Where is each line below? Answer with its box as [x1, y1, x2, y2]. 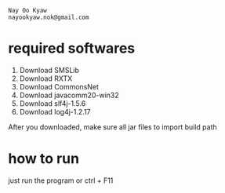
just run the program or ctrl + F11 [8, 176, 114, 185]
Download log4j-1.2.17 [19, 107, 92, 116]
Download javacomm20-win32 [19, 90, 119, 100]
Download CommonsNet [19, 82, 100, 91]
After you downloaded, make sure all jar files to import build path [8, 122, 217, 132]
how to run [8, 150, 80, 168]
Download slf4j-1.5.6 [19, 98, 86, 108]
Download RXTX [19, 74, 73, 83]
